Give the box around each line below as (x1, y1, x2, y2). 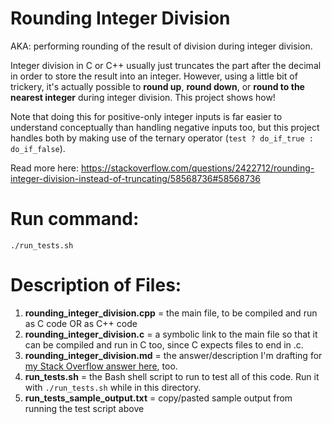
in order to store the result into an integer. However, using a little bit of (10, 70, 298, 82)
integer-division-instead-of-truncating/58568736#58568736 (10, 172, 261, 184)
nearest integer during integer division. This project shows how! (10, 91, 276, 103)
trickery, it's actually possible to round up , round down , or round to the (10, 80, 305, 92)
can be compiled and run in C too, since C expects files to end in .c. (24, 338, 304, 351)
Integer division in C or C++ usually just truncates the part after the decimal (10, 59, 322, 71)
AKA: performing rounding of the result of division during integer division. (10, 40, 313, 52)
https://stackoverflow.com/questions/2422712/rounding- (80, 162, 315, 174)
